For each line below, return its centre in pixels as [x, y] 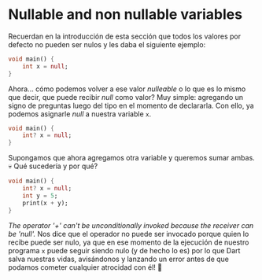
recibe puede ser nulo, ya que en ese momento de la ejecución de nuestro [129, 242]
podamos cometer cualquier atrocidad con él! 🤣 [85, 267]
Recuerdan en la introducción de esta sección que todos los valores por [125, 36]
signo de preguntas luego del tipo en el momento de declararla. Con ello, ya [131, 105]
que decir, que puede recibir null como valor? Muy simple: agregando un [126, 97]
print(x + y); [45, 203]
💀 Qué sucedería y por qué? [53, 166]
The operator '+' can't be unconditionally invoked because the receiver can [131, 225]
